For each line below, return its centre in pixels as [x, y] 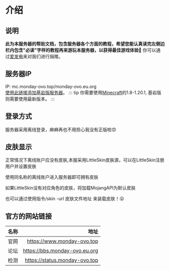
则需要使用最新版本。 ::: [30, 99]
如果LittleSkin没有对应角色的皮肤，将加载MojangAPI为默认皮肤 [70, 188]
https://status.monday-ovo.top [61, 260]
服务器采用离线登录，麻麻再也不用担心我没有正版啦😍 [61, 129]
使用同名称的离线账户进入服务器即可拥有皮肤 [52, 177]
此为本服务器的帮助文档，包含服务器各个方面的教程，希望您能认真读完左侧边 [85, 44]
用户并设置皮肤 [21, 166]
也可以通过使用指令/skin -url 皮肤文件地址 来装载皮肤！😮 [65, 199]
